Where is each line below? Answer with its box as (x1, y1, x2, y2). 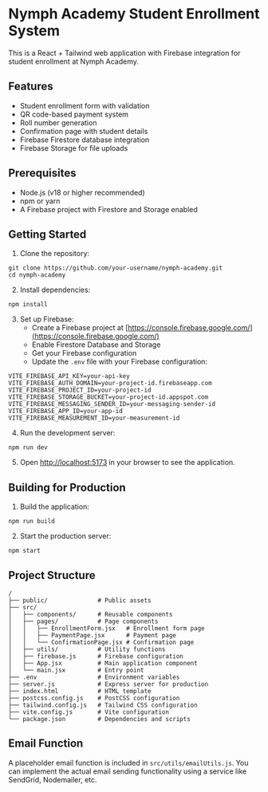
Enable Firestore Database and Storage (31, 340, 161, 349)
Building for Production (8, 480, 126, 495)
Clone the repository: (19, 249, 90, 258)
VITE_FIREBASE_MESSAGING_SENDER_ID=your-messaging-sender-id (8, 400, 216, 408)
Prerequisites (8, 167, 77, 180)
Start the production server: (19, 531, 112, 541)
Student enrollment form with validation (19, 100, 150, 110)
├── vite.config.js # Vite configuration (8, 708, 170, 716)
